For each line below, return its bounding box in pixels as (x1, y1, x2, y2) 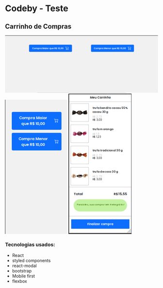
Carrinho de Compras (5, 22, 72, 31)
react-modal (12, 263, 37, 269)
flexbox (12, 278, 28, 284)
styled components (12, 257, 51, 263)
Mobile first (12, 273, 35, 279)
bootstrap (12, 268, 32, 273)
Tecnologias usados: (5, 241, 55, 248)
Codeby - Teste (5, 3, 69, 14)
